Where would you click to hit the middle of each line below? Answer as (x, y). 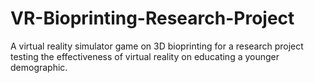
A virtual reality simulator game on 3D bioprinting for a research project (157, 46)
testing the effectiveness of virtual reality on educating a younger (145, 56)
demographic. (39, 67)
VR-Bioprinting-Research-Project (152, 18)
